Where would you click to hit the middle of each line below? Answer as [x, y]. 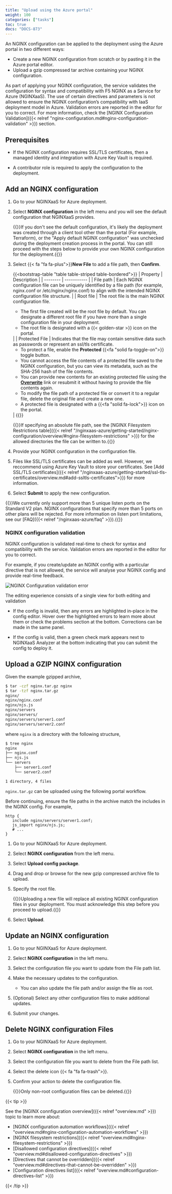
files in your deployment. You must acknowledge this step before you [86, 904]
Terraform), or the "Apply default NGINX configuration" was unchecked [88, 238]
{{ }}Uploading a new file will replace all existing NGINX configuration [85, 899]
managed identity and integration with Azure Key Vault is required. [83, 158]
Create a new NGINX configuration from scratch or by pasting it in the [87, 59]
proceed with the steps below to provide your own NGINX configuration [89, 249]
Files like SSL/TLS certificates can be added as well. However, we [82, 461]
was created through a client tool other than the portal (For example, [85, 232]
